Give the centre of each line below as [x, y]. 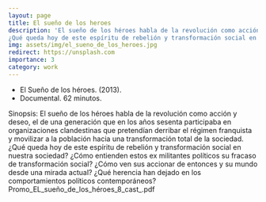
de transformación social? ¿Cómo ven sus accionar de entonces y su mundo [133, 164]
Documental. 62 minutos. [61, 98]
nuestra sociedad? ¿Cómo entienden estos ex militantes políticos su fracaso [132, 155]
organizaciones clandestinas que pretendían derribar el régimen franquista [130, 130]
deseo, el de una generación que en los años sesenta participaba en [120, 122]
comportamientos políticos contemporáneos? [82, 181]
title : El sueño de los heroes [60, 23]
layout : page [30, 15]
